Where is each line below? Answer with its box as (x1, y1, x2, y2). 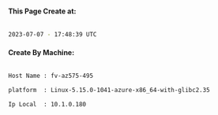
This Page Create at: (8, 6, 77, 16)
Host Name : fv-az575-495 (8, 72, 93, 80)
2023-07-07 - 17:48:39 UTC (8, 31, 97, 39)
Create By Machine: (8, 47, 75, 57)
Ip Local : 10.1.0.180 (8, 101, 87, 109)
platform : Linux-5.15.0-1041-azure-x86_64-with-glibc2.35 (8, 87, 211, 95)
